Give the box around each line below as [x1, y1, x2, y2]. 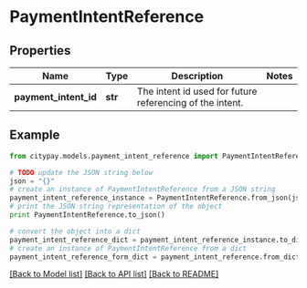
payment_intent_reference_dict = [9, 235, 137, 244]
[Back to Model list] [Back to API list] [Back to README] [9, 269, 219, 280]
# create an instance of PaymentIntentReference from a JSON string [9, 185, 276, 194]
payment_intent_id [14, 91, 98, 103]
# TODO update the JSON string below [9, 168, 153, 177]
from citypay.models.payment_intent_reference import [9, 151, 219, 160]
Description [171, 70, 224, 82]
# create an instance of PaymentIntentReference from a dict [9, 243, 248, 252]
